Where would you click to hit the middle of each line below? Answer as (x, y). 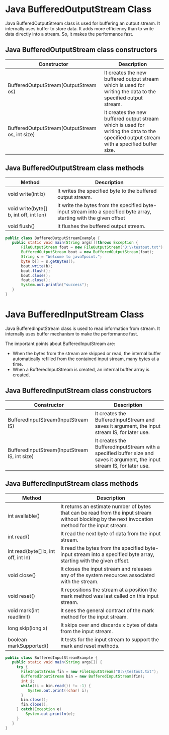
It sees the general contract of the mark (107, 610)
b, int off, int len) (27, 214)
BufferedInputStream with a (127, 446)
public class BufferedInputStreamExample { (52, 658)
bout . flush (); (36, 271)
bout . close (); (36, 275)
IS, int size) (21, 456)
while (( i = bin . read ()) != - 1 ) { (56, 686)
